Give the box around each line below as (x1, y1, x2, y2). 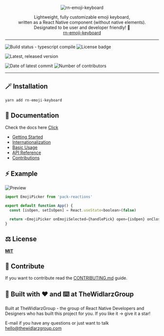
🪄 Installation (5, 82, 48, 91)
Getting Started (12, 134, 43, 140)
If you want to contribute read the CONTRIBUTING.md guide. (5, 275, 128, 281)
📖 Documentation (5, 111, 60, 120)
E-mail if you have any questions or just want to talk (5, 320, 109, 326)
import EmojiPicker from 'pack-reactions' (5, 194, 93, 200)
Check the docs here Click (5, 124, 59, 130)
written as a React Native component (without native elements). (18, 20, 146, 25)
